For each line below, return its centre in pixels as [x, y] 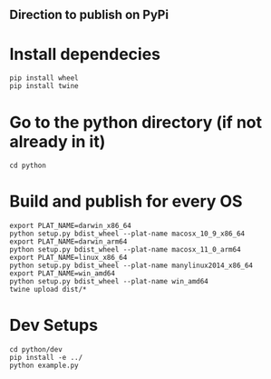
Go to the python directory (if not [136, 122]
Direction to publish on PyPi [89, 15]
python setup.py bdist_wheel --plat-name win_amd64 [109, 282]
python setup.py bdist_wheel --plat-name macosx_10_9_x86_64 [127, 234]
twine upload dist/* [48, 290]
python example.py [44, 366]
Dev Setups [53, 325]
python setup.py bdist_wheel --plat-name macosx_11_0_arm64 [126, 250]
